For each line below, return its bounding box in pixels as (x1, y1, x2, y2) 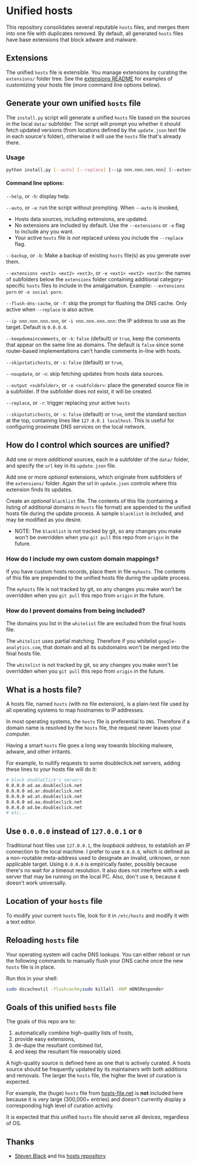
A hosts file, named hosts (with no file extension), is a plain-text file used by (6, 700, 189, 707)
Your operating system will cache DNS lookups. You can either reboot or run (6, 951, 191, 958)
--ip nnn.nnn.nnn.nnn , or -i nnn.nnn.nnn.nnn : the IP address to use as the (6, 317, 186, 324)
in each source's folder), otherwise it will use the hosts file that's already (6, 132, 182, 139)
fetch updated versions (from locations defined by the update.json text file (6, 126, 186, 133)
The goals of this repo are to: (6, 1018, 76, 1025)
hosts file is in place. (6, 963, 56, 970)
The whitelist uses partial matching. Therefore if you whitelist (6, 637, 157, 645)
